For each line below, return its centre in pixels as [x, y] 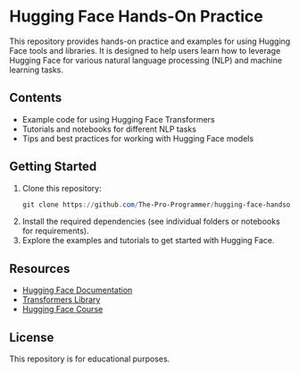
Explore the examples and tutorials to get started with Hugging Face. [148, 241]
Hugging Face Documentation [77, 290]
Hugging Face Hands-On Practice [136, 17]
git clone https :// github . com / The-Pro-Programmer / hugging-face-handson [158, 204]
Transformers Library [61, 300]
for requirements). [55, 231]
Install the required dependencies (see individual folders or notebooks [151, 222]
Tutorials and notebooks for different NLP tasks [109, 129]
